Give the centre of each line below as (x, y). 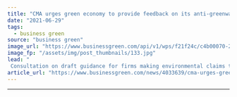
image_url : (23, 46)
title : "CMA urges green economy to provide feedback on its (99, 14)
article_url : (26, 72)
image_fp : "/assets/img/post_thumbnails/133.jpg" (82, 53)
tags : (15, 27)
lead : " (19, 60)
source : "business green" (45, 40)
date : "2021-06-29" (36, 20)
